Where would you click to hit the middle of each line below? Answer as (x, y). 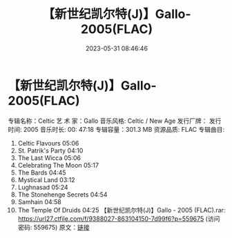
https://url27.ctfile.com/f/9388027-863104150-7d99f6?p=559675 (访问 (119, 219)
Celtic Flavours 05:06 (48, 143)
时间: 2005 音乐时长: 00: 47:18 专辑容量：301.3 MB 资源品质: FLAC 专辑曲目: (116, 129)
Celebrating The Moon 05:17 (58, 165)
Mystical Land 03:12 (46, 179)
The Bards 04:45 (42, 172)
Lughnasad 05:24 (43, 187)
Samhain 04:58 (39, 201)
